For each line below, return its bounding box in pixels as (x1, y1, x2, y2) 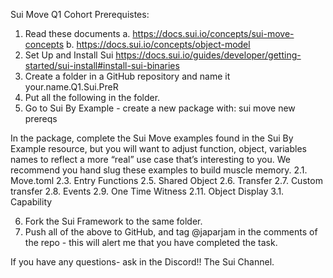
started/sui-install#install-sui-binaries (24, 60, 180, 71)
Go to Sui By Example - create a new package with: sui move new (24, 102, 296, 114)
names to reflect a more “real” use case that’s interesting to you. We (10, 154, 291, 165)
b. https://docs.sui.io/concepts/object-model (65, 39, 251, 50)
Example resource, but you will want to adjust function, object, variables (10, 143, 307, 154)
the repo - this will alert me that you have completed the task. (24, 237, 278, 248)
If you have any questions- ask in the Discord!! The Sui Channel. (10, 256, 275, 268)
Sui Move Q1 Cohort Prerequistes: (10, 9, 150, 20)
